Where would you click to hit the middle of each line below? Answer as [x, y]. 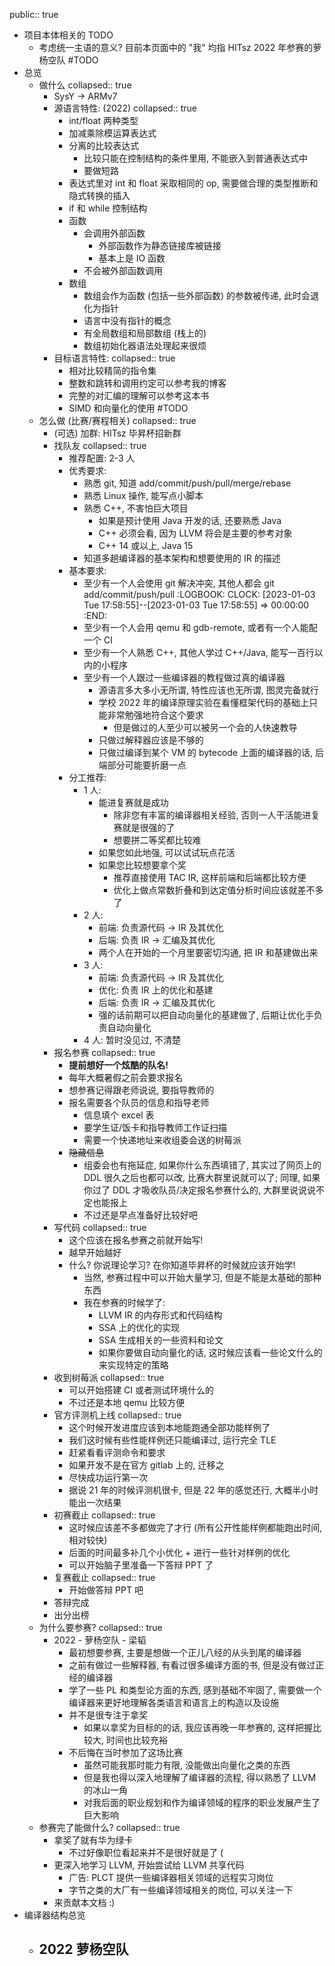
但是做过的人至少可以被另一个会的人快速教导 [205, 727]
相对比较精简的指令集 [112, 370]
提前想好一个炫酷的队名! [118, 1065]
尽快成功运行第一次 [108, 1477]
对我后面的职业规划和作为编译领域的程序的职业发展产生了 [202, 1802]
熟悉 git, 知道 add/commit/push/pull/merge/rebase [187, 483]
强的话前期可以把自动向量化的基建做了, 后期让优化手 [206, 1015]
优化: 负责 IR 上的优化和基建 [156, 990]
